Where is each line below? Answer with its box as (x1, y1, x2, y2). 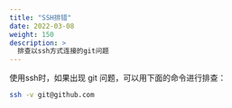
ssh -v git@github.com (9, 91, 95, 100)
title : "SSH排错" (9, 13, 72, 22)
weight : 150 (9, 30, 54, 39)
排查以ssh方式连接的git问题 (17, 47, 110, 56)
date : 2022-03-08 (9, 22, 75, 31)
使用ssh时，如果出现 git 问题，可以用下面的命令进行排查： (9, 73, 227, 84)
